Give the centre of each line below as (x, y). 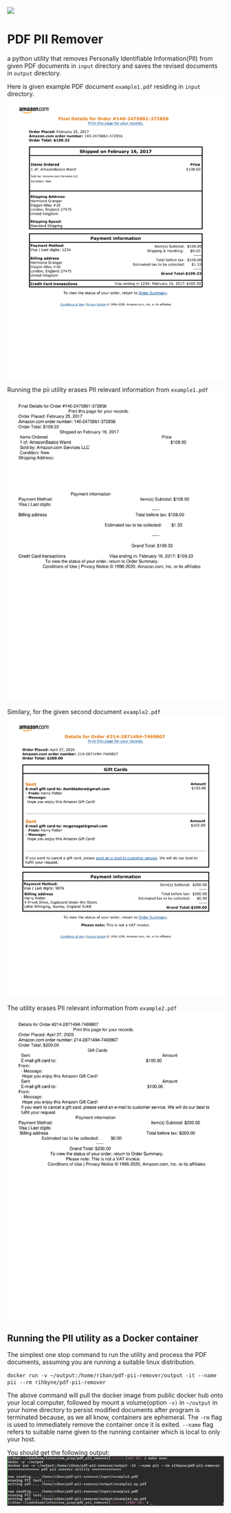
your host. (22, 1439)
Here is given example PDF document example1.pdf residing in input (104, 86)
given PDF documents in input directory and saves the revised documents (112, 66)
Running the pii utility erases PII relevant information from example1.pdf (108, 390)
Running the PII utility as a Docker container (103, 1338)
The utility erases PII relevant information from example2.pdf (92, 1008)
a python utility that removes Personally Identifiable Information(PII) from (110, 58)
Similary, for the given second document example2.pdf (84, 712)
